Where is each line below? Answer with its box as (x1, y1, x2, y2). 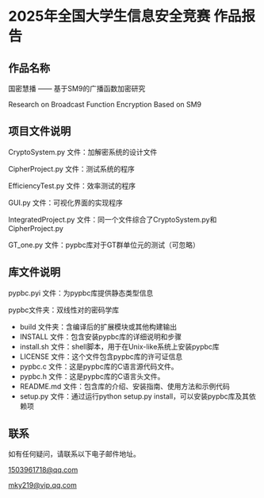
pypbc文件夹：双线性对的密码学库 (8, 305, 120, 315)
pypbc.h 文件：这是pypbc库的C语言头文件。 (19, 371, 165, 381)
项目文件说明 (8, 125, 71, 138)
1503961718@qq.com (8, 465, 78, 475)
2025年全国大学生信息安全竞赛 (8, 7, 211, 25)
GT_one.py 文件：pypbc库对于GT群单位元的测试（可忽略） (8, 240, 200, 249)
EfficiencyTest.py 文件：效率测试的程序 (8, 180, 136, 191)
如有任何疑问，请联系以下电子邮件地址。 (8, 450, 140, 459)
